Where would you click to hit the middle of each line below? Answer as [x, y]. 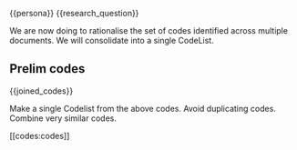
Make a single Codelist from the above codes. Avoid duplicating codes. [143, 108]
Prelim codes [47, 69]
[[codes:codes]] [40, 135]
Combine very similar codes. [63, 118]
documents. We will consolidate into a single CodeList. [112, 40]
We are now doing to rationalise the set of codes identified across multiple [149, 30]
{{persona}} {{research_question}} [74, 13]
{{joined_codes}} [41, 91]
